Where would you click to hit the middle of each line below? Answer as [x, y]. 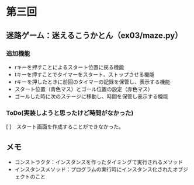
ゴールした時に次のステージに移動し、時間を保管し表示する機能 [91, 96]
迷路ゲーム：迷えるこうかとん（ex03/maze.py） [94, 35]
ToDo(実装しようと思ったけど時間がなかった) [70, 113]
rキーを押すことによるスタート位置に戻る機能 [69, 67]
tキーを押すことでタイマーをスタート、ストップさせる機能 [84, 74]
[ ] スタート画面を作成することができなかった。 [65, 127]
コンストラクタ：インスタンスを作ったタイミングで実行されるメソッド [99, 162]
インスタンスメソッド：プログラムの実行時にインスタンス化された [94, 169]
